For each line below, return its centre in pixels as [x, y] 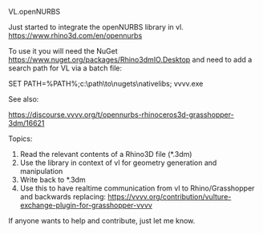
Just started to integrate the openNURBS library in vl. [96, 27]
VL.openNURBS [34, 12]
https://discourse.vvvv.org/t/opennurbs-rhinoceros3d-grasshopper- [121, 114]
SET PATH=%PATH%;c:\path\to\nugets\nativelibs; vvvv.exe [106, 84]
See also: [24, 99]
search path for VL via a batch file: [65, 68]
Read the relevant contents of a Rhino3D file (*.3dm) [106, 154]
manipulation [41, 171]
